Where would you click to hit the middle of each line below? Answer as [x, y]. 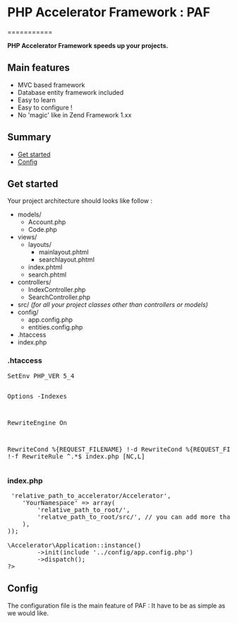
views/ [27, 237]
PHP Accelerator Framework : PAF [109, 12]
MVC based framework [51, 85]
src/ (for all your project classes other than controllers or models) [113, 305]
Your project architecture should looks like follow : [80, 201]
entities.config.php [55, 327]
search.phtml [47, 275]
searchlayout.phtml [67, 260]
